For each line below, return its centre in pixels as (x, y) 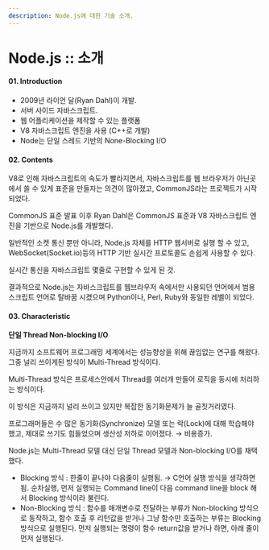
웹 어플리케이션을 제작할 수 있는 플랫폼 (80, 121)
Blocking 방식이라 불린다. (69, 498)
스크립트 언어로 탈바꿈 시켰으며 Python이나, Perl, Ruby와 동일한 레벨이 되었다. (132, 297)
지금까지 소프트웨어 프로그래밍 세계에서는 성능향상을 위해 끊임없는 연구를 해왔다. (134, 352)
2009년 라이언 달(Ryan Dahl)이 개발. (78, 101)
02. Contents (31, 159)
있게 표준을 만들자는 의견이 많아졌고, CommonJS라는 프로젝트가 (141, 188)
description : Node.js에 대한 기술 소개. (71, 16)
